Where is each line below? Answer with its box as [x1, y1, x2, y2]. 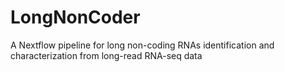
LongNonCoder [10, 6, 141, 29]
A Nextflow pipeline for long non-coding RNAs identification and [10, 39, 275, 51]
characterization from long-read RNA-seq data [10, 49, 203, 61]
